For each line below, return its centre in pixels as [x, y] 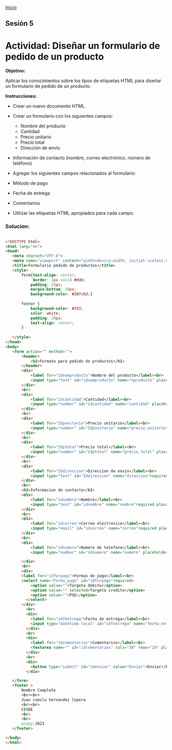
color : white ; [45, 313]
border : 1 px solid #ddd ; [59, 280]
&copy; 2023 [33, 724]
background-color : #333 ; [57, 308]
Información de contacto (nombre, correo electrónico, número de [82, 158]
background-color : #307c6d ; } [62, 294]
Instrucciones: [21, 96]
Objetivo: [15, 71]
